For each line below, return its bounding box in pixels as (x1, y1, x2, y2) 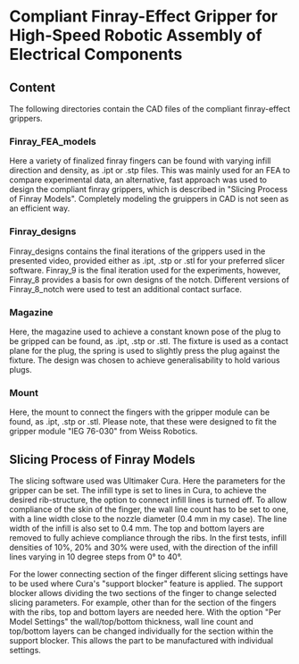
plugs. (9, 364, 33, 374)
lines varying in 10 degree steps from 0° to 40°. (9, 551, 183, 562)
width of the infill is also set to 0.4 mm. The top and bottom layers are (9, 523, 265, 534)
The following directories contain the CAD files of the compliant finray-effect (9, 104, 291, 113)
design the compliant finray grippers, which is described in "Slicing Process (9, 184, 288, 195)
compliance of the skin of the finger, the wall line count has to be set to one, (9, 504, 289, 515)
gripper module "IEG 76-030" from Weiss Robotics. (9, 426, 198, 437)
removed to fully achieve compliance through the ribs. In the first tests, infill (9, 533, 287, 542)
